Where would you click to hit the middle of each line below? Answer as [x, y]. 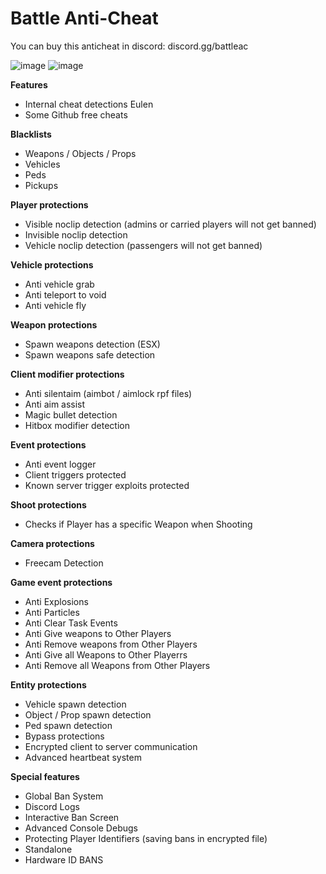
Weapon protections [54, 324]
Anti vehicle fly [55, 305]
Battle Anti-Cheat [84, 18]
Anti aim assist [55, 404]
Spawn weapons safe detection [90, 354]
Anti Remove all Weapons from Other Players [117, 665]
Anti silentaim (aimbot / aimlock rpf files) [108, 393]
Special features [45, 776]
